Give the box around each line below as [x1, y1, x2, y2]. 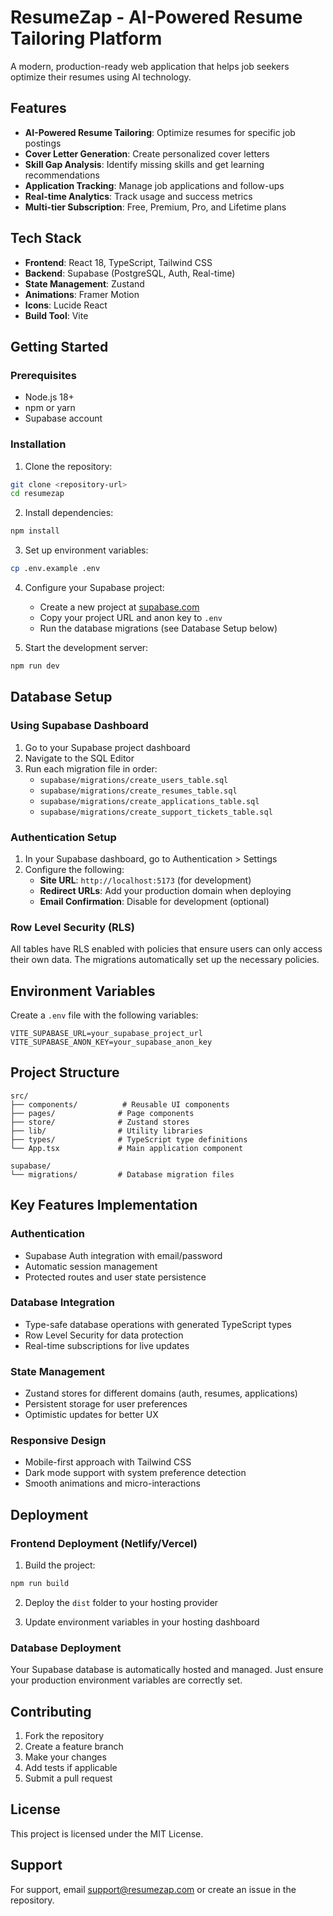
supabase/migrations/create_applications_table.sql [39, 796, 260, 806]
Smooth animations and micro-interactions [24, 1477, 201, 1490]
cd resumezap [10, 489, 65, 499]
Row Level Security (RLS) [10, 920, 135, 934]
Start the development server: [24, 642, 149, 654]
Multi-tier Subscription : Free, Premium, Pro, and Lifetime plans [24, 201, 287, 213]
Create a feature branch [24, 1741, 124, 1753]
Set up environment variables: [24, 544, 149, 556]
